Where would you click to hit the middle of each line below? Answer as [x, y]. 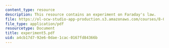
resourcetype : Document [30, 28]
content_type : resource [30, 10]
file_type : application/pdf [35, 24]
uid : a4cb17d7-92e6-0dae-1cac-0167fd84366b [52, 38]
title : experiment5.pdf [30, 33]
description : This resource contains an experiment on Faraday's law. [81, 14]
